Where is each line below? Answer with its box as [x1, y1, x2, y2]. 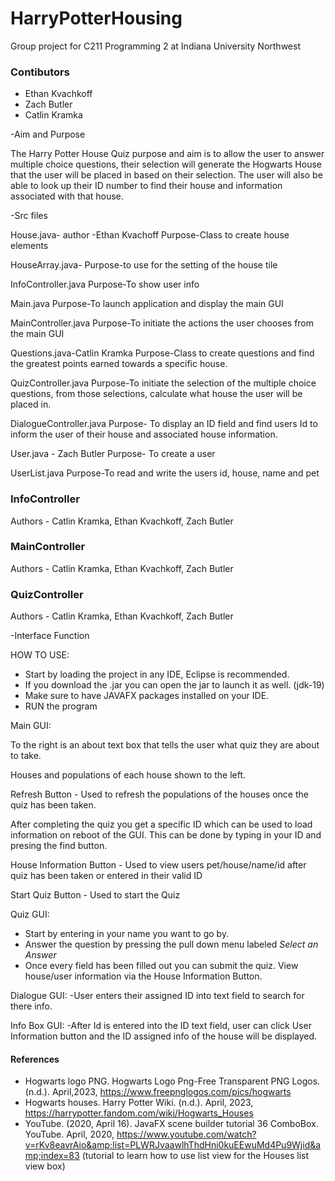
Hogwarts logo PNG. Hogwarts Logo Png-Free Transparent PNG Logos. [24, 1075, 321, 1087]
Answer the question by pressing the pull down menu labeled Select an [24, 938, 319, 951]
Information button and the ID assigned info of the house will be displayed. [10, 1030, 318, 1042]
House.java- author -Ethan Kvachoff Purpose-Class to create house [10, 229, 290, 241]
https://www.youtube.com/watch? [116, 1128, 257, 1141]
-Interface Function [10, 630, 90, 642]
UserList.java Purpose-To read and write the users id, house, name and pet [10, 467, 320, 479]
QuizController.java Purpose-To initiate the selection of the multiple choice [10, 377, 317, 389]
